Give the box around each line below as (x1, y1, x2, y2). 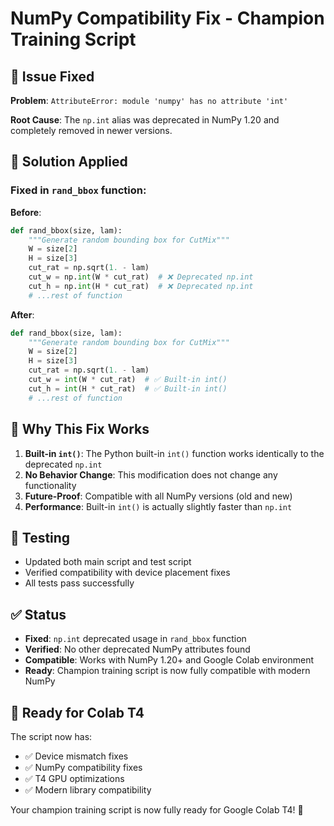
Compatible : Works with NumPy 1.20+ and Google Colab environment (24, 654, 315, 666)
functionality (24, 479, 77, 491)
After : (10, 308, 35, 321)
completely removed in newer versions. (10, 125, 173, 136)
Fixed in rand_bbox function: (10, 183, 147, 197)
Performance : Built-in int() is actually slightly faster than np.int (24, 500, 293, 512)
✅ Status (10, 606, 67, 623)
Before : (10, 206, 42, 218)
